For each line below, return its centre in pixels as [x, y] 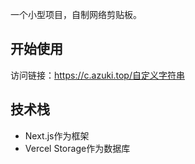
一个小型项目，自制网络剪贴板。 [76, 14]
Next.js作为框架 [57, 135]
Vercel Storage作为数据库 [77, 148]
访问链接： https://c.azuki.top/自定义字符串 [97, 75]
